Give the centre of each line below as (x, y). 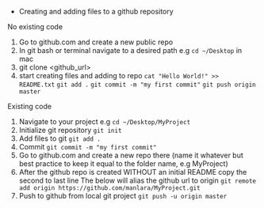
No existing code (35, 26)
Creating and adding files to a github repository (96, 11)
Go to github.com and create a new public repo (96, 42)
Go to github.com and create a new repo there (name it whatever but (131, 155)
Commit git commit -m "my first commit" (88, 147)
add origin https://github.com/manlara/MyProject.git (109, 188)
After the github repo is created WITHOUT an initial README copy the (133, 172)
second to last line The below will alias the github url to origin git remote (138, 180)
